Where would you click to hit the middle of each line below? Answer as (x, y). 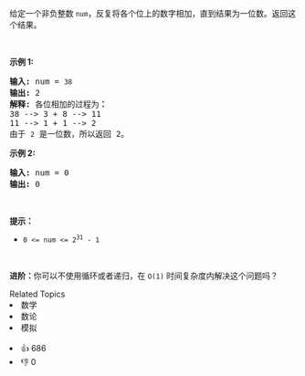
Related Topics (37, 294)
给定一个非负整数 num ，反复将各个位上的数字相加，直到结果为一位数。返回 (149, 13)
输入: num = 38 (41, 82)
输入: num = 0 (39, 173)
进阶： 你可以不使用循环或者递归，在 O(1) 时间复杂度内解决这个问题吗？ (144, 276)
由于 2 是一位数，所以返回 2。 (69, 134)
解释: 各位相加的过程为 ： (58, 104)
